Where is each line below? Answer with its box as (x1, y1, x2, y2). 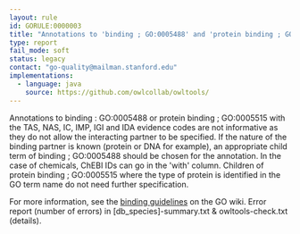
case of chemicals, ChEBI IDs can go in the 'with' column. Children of (9, 160, 264, 171)
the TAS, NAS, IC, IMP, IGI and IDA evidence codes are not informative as (9, 121, 279, 132)
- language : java (17, 79, 82, 88)
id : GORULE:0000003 (9, 21, 82, 30)
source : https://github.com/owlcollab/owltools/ (25, 88, 210, 96)
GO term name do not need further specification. (9, 179, 189, 189)
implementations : (9, 71, 74, 80)
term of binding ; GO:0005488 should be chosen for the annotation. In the (9, 150, 281, 161)
